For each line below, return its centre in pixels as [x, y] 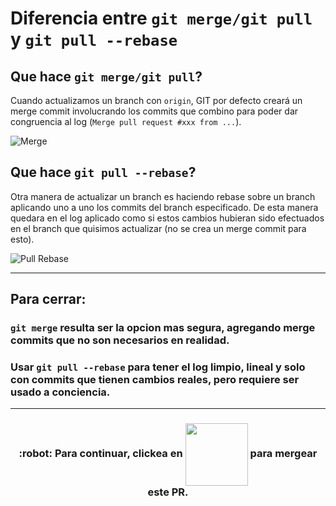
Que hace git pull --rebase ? [103, 172]
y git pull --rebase [94, 39]
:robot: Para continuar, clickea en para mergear [168, 454]
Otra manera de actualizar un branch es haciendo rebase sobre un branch [163, 196]
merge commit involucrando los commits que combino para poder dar [154, 111]
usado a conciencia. [60, 392]
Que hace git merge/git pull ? [106, 76]
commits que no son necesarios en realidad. [120, 340]
